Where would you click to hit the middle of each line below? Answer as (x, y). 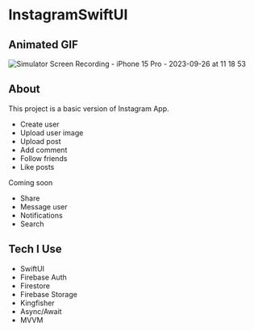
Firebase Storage (49, 294)
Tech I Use (35, 249)
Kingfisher (37, 303)
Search (32, 224)
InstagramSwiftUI (68, 15)
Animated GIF (43, 45)
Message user (44, 206)
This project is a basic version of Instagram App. (89, 108)
